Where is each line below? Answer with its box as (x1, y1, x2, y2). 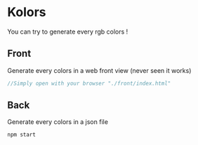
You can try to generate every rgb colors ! (7, 27, 128, 36)
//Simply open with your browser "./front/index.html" (7, 80, 171, 87)
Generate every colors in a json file (7, 118, 109, 126)
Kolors (7, 4, 47, 20)
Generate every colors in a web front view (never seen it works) (7, 66, 192, 74)
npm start (7, 131, 37, 139)
